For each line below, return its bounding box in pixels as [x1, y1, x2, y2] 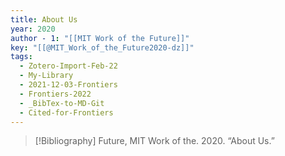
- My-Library [19, 71, 74, 81]
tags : [10, 52, 33, 62]
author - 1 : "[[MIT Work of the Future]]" [10, 33, 190, 43]
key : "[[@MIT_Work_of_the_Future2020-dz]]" [10, 42, 195, 53]
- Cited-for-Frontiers [19, 107, 114, 118]
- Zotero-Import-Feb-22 [19, 61, 118, 71]
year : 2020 [10, 24, 56, 34]
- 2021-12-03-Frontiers [19, 80, 118, 90]
